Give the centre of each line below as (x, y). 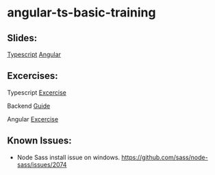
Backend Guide (29, 106)
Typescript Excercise (37, 92)
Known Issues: (39, 141)
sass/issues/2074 (42, 164)
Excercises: (33, 76)
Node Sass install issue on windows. (68, 157)
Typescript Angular (34, 54)
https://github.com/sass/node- (165, 157)
